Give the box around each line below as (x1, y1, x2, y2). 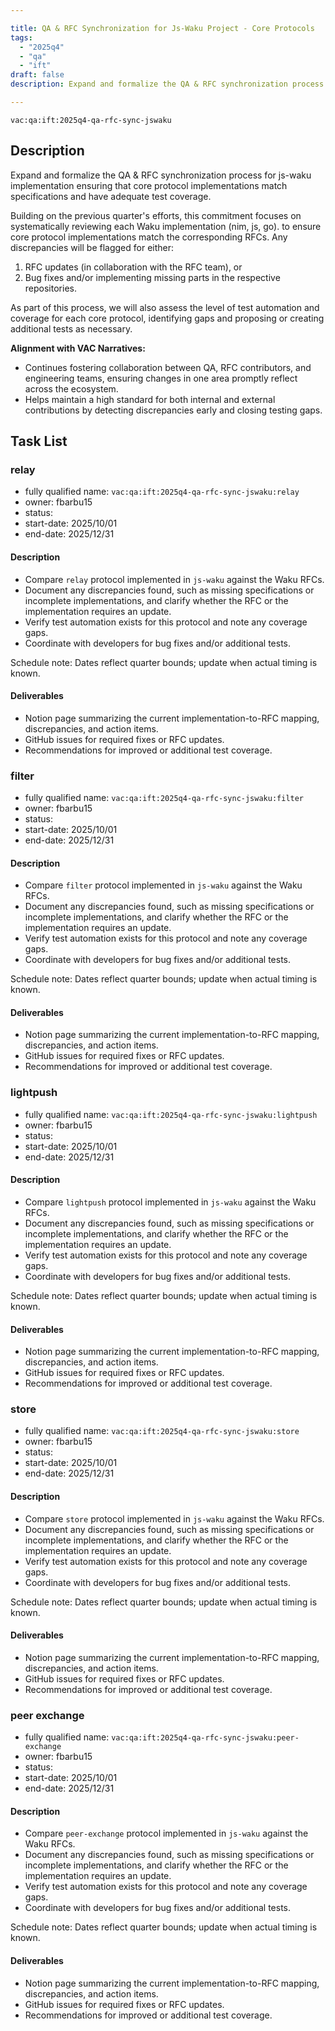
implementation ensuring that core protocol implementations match (10, 179, 288, 191)
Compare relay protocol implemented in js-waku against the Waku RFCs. (24, 573, 325, 585)
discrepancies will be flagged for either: (10, 241, 175, 253)
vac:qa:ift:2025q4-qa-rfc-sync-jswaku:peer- (111, 1733, 300, 1743)
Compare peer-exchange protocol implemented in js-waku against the (24, 1827, 309, 1840)
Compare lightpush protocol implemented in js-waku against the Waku (24, 1196, 317, 1208)
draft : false (10, 70, 65, 80)
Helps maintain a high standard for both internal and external (24, 393, 276, 405)
